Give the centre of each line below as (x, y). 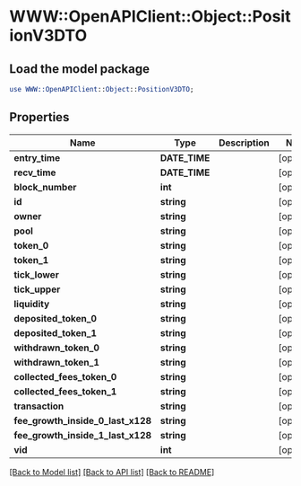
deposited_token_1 (55, 332)
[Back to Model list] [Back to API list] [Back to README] (112, 472)
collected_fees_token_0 (65, 376)
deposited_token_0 (55, 318)
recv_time (35, 172)
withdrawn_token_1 (57, 362)
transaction (39, 406)
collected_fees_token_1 (65, 391)
